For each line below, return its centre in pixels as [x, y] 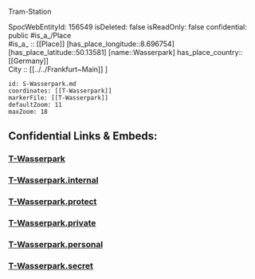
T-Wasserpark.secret [51, 265]
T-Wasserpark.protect [53, 202]
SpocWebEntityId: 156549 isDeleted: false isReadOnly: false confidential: [127, 27]
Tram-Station [30, 12]
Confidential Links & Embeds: [83, 136]
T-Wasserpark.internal [53, 180]
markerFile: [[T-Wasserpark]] [59, 98]
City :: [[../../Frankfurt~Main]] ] [58, 69]
